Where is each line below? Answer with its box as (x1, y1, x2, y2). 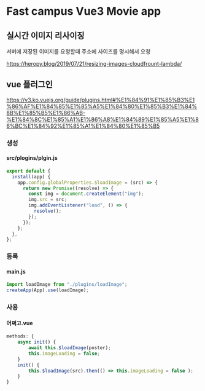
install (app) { (12, 173, 51, 180)
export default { (6, 168, 51, 174)
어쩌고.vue (6, 319, 33, 326)
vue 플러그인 (6, 79, 53, 90)
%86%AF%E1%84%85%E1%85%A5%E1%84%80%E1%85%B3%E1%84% (6, 103, 198, 110)
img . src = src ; (28, 197, 68, 203)
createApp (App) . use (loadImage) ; (6, 287, 89, 293)
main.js (6, 267, 26, 275)
